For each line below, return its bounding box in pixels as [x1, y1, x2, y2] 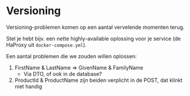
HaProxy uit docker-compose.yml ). [6, 41, 87, 48]
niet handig [14, 82, 42, 90]
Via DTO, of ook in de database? [23, 70, 102, 77]
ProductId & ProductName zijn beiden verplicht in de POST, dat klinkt [14, 77, 183, 84]
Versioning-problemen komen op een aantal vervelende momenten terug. [6, 24, 185, 31]
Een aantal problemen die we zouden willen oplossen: [6, 52, 137, 59]
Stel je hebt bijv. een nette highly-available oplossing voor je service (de [6, 35, 181, 42]
